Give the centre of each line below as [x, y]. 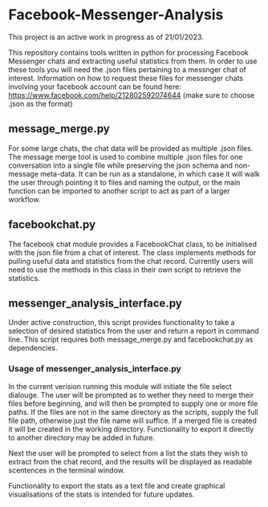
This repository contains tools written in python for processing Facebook [128, 52]
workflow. [24, 199]
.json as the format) [41, 103]
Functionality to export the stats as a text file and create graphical [117, 485]
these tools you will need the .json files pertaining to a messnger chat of [127, 69]
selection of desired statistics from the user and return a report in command [134, 331]
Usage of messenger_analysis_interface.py [95, 369]
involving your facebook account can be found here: [95, 87]
